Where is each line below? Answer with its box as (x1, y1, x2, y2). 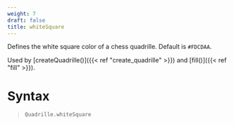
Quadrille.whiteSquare (24, 111, 92, 118)
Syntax (7, 88, 50, 104)
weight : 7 (7, 10, 37, 18)
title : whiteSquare (7, 23, 65, 30)
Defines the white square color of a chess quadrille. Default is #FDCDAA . (7, 43, 212, 51)
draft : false (7, 17, 46, 24)
